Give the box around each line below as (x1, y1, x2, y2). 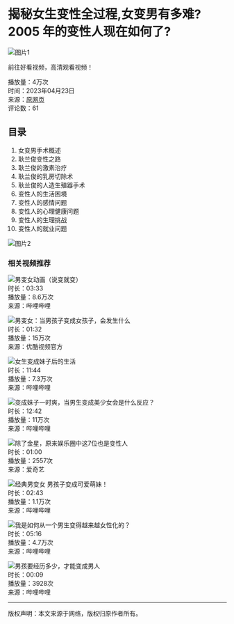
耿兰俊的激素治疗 (17, 163, 67, 171)
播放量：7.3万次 (8, 375, 53, 383)
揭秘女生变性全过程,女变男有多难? (8, 6, 202, 22)
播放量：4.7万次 (8, 538, 54, 547)
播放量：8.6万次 (8, 293, 54, 302)
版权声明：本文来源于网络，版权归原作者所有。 (8, 609, 142, 618)
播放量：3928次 (8, 579, 54, 588)
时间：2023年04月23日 (8, 86, 75, 95)
